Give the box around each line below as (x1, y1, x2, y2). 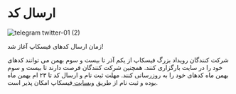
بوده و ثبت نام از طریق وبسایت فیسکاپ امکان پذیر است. (7, 78, 159, 86)
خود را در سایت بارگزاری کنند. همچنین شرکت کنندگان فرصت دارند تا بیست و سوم (7, 63, 223, 71)
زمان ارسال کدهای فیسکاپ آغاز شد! (7, 42, 104, 50)
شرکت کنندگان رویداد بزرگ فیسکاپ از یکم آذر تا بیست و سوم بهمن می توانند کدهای (7, 55, 229, 64)
